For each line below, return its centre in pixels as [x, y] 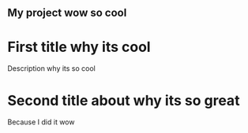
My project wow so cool [67, 13]
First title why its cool [79, 47]
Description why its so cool [51, 68]
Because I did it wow [41, 122]
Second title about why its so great [124, 100]
